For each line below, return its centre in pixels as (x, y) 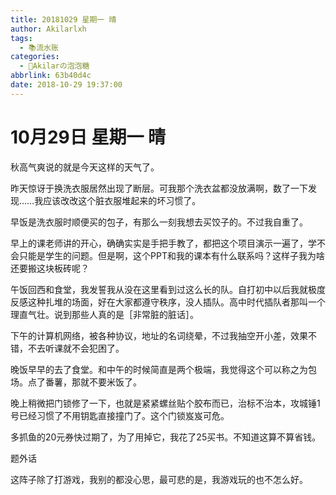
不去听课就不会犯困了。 (76, 348)
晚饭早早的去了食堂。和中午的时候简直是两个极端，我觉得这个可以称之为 (159, 369)
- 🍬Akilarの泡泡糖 (54, 66)
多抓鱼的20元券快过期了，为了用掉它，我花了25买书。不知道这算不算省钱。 (166, 437)
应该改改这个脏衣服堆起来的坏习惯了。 (122, 200)
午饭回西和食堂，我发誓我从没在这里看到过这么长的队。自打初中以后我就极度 (168, 289)
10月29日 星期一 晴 (88, 137)
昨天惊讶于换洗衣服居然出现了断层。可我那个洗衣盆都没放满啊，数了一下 (159, 188)
